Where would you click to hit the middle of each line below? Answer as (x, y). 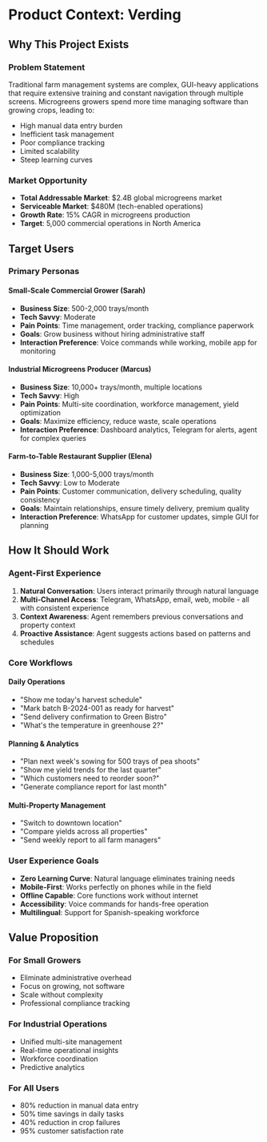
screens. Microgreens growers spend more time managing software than (128, 101)
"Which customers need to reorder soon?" (90, 778)
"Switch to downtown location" (71, 823)
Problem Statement (47, 67)
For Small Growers (45, 960)
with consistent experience (64, 607)
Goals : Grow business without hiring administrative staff (112, 333)
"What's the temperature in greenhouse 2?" (92, 725)
